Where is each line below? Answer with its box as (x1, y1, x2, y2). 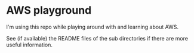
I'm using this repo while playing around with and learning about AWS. (6, 23, 179, 30)
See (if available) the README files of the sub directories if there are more (6, 35, 188, 42)
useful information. (6, 41, 53, 48)
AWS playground (6, 4, 92, 17)
